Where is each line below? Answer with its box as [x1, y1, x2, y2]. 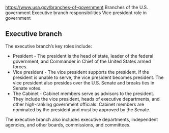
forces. [12, 63, 28, 70]
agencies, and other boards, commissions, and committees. [5, 121, 131, 128]
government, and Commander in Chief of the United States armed [12, 58, 151, 64]
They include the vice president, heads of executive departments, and [12, 96, 160, 102]
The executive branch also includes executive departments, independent [5, 116, 158, 122]
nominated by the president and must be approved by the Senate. [12, 106, 151, 113]
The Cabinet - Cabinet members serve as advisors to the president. [12, 91, 154, 97]
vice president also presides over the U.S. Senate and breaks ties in [12, 79, 155, 85]
